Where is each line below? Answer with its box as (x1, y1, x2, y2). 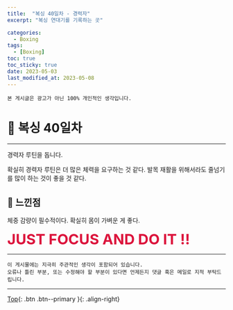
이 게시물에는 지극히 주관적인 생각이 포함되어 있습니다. (7, 261, 144, 268)
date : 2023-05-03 (7, 67, 58, 75)
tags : (7, 42, 23, 49)
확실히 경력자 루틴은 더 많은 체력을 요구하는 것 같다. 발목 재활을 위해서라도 (7, 165, 207, 174)
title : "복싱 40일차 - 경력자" (7, 10, 91, 17)
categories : (7, 29, 42, 36)
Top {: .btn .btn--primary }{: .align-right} (7, 295, 120, 303)
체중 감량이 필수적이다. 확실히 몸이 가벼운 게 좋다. (7, 216, 141, 225)
